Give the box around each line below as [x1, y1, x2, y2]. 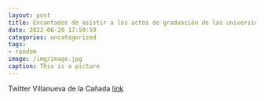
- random [8, 48, 37, 55]
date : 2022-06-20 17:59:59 [8, 26, 97, 34]
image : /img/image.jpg [8, 55, 82, 63]
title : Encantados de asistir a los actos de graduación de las [8, 19, 223, 27]
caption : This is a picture [8, 62, 101, 70]
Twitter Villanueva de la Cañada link [8, 84, 124, 93]
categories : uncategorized [8, 33, 97, 41]
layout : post [8, 11, 51, 20]
